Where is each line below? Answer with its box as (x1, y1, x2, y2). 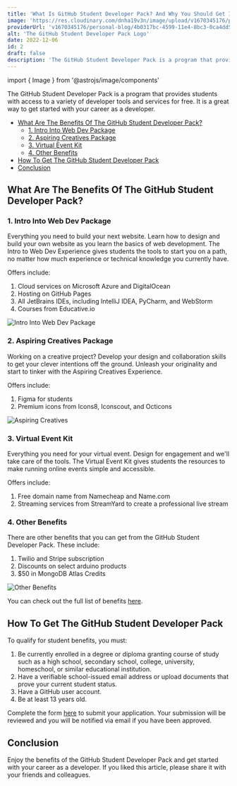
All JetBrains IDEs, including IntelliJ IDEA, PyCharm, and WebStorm (17, 297, 213, 306)
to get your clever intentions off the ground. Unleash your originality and (7, 359, 217, 368)
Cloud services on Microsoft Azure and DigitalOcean (17, 282, 171, 291)
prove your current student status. (17, 680, 118, 688)
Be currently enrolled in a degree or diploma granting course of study (17, 650, 219, 659)
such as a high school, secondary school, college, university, (17, 657, 195, 666)
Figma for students (17, 394, 73, 403)
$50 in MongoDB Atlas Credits (17, 570, 106, 578)
